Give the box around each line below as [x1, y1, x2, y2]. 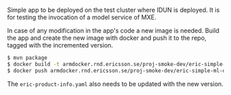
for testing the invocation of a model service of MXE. [7, 13, 157, 21]
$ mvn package [7, 54, 48, 61]
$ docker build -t [7, 61, 60, 67]
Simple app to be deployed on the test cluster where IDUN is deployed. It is [7, 6, 220, 14]
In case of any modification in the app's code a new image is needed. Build [7, 27, 220, 34]
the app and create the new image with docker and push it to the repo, [7, 34, 207, 42]
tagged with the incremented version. [7, 41, 113, 49]
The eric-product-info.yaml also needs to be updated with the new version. [7, 79, 223, 88]
